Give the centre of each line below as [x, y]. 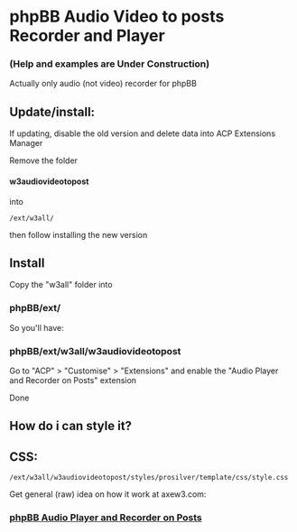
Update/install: [52, 111]
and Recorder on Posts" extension [73, 380]
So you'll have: [37, 327]
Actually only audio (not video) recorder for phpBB [103, 84]
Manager [26, 143]
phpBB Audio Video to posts [117, 17]
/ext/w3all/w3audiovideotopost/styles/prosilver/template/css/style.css [149, 478]
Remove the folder [44, 161]
